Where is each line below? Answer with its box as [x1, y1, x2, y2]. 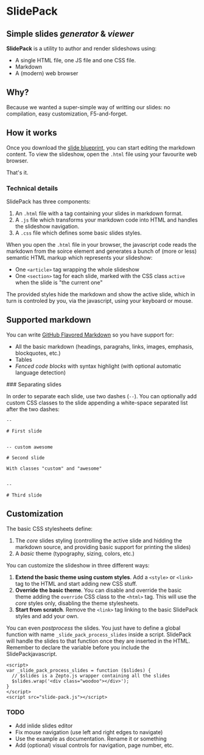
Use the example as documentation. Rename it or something [15, 735, 167, 742]
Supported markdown [6, 315, 91, 325]
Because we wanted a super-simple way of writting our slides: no [6, 103, 171, 111]
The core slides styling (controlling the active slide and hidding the [15, 536, 183, 544]
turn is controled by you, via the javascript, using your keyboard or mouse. [6, 297, 193, 304]
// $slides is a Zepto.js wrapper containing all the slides [12, 673, 171, 679]
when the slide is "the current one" [15, 279, 103, 286]
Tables [15, 356, 32, 363]
